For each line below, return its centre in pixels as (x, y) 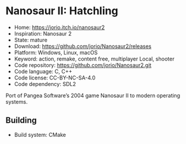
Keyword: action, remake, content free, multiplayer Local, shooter (94, 59)
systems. (17, 101)
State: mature (31, 40)
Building (21, 121)
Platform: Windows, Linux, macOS (56, 52)
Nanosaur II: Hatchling (62, 11)
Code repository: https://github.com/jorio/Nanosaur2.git (83, 65)
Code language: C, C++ (43, 71)
